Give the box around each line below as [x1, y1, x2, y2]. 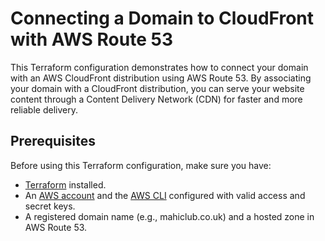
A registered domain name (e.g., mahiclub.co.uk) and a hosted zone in [24, 210, 315, 222]
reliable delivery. [10, 103, 78, 116]
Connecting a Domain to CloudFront [10, 7, 315, 30]
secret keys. [24, 200, 76, 212]
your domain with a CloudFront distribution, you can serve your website [10, 82, 305, 94]
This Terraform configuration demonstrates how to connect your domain [10, 61, 309, 73]
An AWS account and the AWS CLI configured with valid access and [24, 189, 306, 201]
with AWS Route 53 [10, 28, 173, 51]
